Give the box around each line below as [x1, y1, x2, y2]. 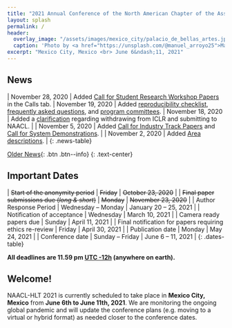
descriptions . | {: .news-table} [7, 136, 92, 145]
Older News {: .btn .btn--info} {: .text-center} [7, 150, 133, 158]
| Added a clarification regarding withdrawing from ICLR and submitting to [7, 115, 217, 123]
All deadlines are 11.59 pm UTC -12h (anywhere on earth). [7, 253, 175, 261]
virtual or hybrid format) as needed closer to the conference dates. [7, 313, 197, 322]
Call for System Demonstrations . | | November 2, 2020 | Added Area [7, 129, 202, 137]
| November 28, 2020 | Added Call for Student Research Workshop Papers [7, 93, 220, 101]
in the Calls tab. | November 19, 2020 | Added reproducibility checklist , [7, 99, 209, 108]
